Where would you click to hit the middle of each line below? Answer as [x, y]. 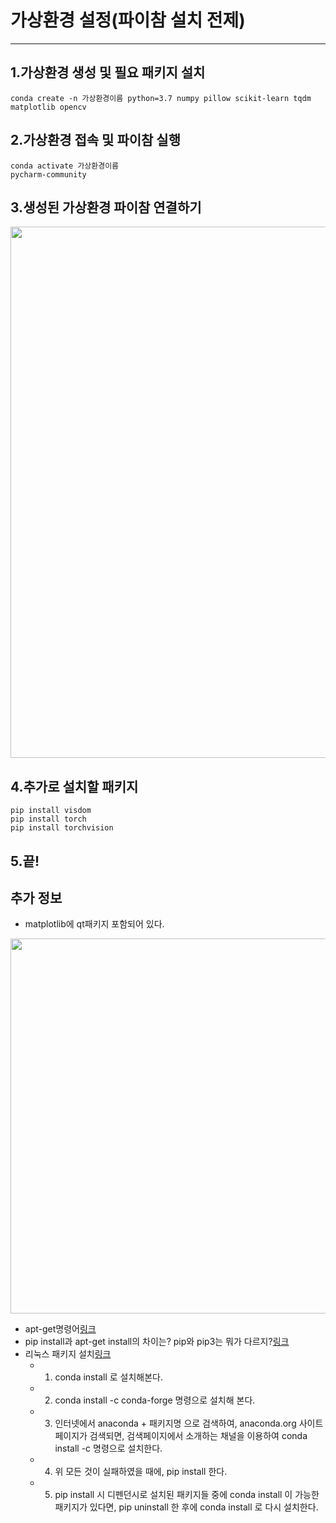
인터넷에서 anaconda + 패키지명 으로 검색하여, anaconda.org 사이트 [189, 1423]
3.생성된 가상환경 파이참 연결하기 [106, 207]
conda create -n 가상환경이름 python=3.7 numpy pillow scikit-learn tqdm [161, 98]
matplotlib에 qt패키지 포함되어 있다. [94, 924]
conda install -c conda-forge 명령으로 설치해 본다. [155, 1400]
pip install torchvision [62, 828]
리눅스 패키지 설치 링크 [68, 1354]
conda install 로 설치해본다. [108, 1377]
